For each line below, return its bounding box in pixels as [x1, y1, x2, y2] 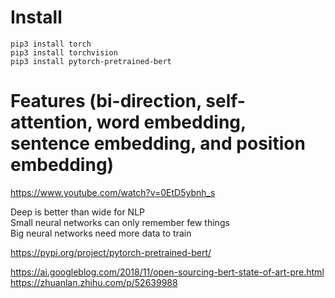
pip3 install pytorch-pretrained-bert [10, 56, 172, 66]
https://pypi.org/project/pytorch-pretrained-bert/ [10, 246, 212, 258]
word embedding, [96, 111, 247, 134]
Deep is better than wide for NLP [10, 206, 146, 218]
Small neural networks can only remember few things [10, 216, 230, 228]
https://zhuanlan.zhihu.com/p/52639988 [10, 276, 178, 288]
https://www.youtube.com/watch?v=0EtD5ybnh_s [10, 186, 216, 198]
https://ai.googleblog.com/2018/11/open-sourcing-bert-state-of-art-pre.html [10, 266, 325, 278]
